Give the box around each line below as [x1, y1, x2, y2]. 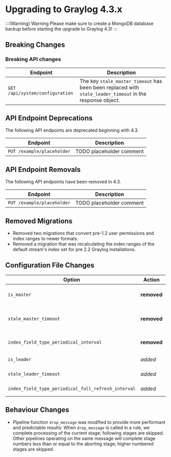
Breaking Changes [5, 41, 65, 49]
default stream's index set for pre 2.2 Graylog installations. [12, 247, 136, 253]
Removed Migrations [5, 217, 73, 225]
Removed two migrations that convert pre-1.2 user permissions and [12, 230, 154, 236]
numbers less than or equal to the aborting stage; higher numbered [12, 441, 154, 447]
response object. [79, 97, 120, 104]
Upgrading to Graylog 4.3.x [5, 4, 123, 15]
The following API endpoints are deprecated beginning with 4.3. [5, 127, 139, 133]
